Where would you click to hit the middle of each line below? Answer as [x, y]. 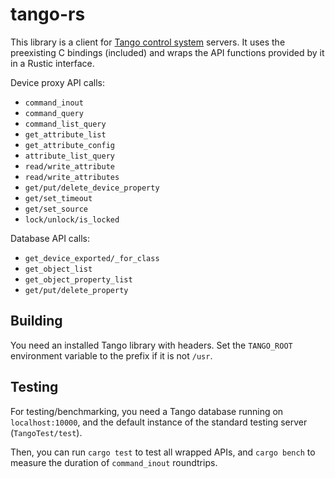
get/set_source [56, 209]
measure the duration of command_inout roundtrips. [114, 462]
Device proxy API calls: [57, 82]
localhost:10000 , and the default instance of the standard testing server [159, 422]
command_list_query [65, 124]
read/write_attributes [72, 177]
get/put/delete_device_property [92, 188]
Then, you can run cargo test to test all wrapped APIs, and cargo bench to [163, 452]
